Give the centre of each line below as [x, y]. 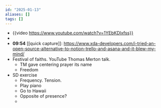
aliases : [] [17, 14]
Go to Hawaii [33, 91]
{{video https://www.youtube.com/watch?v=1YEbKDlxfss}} [73, 33]
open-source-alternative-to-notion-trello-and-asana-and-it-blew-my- [84, 49]
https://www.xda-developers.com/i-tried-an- [110, 44]
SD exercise [25, 75]
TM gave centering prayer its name [56, 64]
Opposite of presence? [43, 96]
